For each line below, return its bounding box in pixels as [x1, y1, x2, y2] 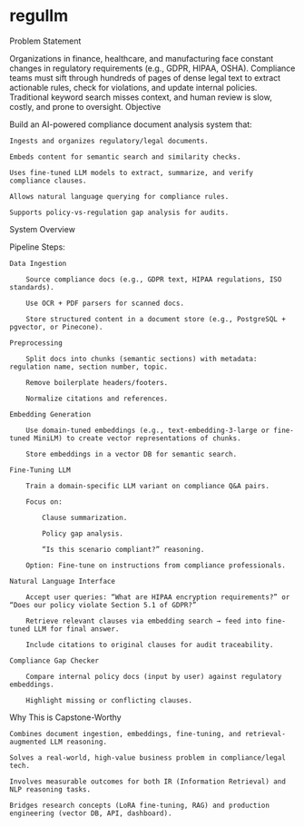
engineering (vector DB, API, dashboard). [9, 809, 172, 818]
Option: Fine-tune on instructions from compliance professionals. [25, 560, 286, 570]
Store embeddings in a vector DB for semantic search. [25, 449, 238, 458]
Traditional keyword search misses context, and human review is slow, [9, 92, 272, 103]
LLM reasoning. [49, 737, 107, 746]
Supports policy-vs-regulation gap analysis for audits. [9, 208, 230, 217]
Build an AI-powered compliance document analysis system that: [9, 119, 252, 130]
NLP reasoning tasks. [9, 784, 92, 794]
